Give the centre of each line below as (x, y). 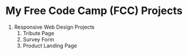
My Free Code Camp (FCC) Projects (94, 11)
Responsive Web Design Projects (54, 27)
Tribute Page (38, 33)
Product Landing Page (50, 46)
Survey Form (38, 39)
